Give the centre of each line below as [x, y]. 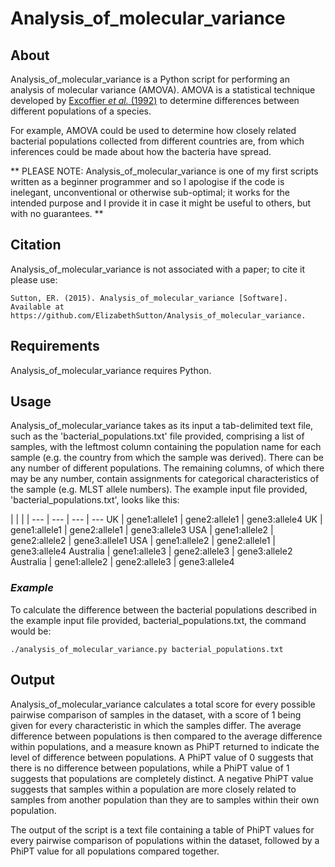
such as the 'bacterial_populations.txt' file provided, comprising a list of [157, 436]
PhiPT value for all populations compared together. [115, 851]
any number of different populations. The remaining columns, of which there [167, 468]
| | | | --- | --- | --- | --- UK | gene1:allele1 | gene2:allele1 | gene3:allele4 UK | [166, 519]
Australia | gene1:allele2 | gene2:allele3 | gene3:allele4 [122, 562]
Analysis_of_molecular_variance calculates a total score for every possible [163, 704]
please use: [34, 279]
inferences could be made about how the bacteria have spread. [141, 151]
